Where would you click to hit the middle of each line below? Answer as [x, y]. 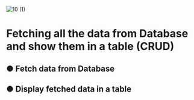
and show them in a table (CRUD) [90, 47]
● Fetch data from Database [61, 68]
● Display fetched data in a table [69, 89]
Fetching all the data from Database [97, 34]
